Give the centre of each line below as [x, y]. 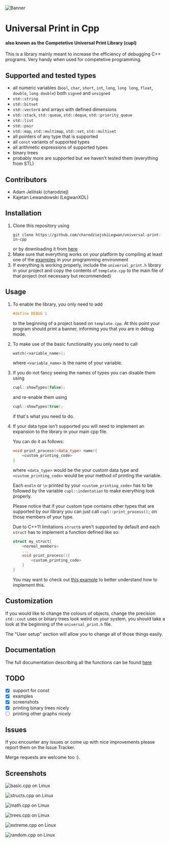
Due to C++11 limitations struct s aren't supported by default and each [86, 527]
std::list [23, 121]
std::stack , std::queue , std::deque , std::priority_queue [72, 115]
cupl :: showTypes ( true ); [38, 407]
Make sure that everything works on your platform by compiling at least [88, 254]
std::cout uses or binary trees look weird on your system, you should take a [85, 618]
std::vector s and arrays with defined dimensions [65, 110]
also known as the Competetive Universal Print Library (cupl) [71, 43]
